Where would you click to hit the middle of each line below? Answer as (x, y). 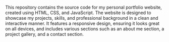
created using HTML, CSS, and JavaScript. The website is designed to (78, 13)
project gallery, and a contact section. (45, 34)
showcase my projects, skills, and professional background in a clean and (82, 18)
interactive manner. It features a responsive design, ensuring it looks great (82, 23)
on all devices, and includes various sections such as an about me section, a (85, 29)
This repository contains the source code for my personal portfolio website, (84, 7)
